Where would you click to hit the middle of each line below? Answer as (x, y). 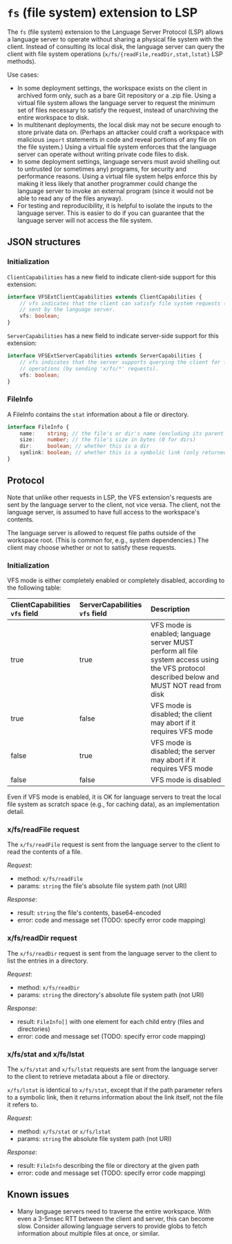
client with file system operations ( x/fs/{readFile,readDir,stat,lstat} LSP (115, 54)
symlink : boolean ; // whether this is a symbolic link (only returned (123, 453)
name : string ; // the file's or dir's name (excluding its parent (122, 434)
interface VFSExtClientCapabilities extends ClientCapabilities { (105, 297)
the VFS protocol (178, 669)
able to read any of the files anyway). (70, 198)
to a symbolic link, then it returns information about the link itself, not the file (115, 1097)
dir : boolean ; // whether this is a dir (85, 446)
